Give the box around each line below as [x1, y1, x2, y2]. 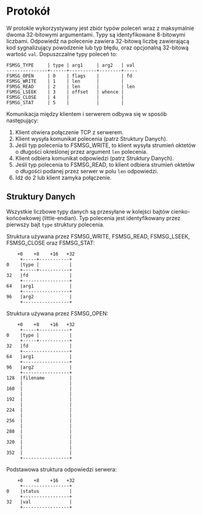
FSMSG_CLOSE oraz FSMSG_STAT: [6, 239, 95, 247]
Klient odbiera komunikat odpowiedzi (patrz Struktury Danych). [15, 154, 174, 162]
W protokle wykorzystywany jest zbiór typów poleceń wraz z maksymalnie [6, 24, 194, 32]
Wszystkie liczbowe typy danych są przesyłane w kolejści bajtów [6, 207, 170, 215]
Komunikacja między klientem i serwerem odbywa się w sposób [6, 110, 167, 117]
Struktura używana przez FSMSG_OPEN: [6, 309, 109, 317]
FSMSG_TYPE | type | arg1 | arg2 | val [6, 62, 135, 68]
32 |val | [6, 499, 72, 505]
